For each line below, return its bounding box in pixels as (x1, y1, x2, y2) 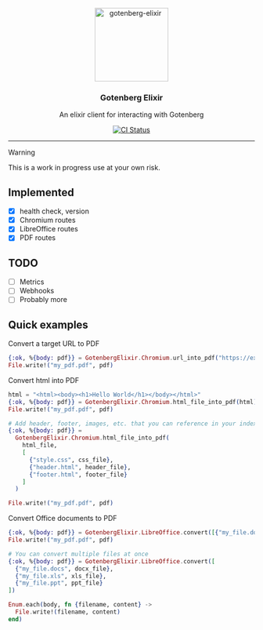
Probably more (19, 295, 68, 304)
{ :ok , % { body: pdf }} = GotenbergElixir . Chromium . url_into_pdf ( (8, 354, 219, 362)
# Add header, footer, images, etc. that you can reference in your (8, 420, 236, 428)
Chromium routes (19, 216, 76, 225)
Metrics (19, 277, 45, 286)
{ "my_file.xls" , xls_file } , (15, 572, 107, 580)
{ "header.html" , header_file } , (28, 463, 131, 471)
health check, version (19, 206, 90, 216)
